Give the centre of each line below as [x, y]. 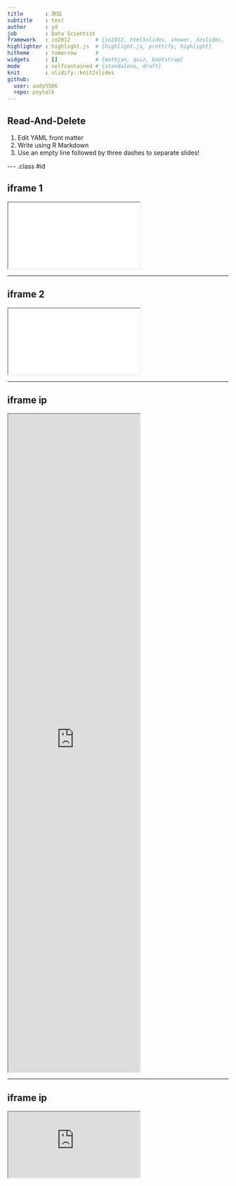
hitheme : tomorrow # [53, 53]
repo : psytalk [34, 92]
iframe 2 [26, 294]
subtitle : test [36, 20]
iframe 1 [25, 188]
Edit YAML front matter [51, 137]
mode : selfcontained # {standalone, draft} [84, 66]
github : [19, 79]
